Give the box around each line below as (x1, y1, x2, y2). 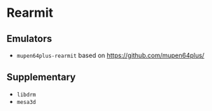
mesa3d (16, 98, 36, 105)
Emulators (6, 33, 52, 45)
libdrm (16, 91, 36, 98)
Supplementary (6, 71, 76, 83)
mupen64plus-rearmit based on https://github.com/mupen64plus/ (16, 51, 204, 59)
